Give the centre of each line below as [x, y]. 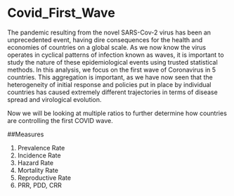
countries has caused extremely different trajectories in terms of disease [112, 92]
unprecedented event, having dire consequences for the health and [105, 39]
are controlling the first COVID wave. [60, 120]
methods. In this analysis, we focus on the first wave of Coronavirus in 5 [112, 70]
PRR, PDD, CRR [39, 185]
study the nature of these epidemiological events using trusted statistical [112, 62]
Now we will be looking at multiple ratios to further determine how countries [117, 113]
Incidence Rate [39, 155]
